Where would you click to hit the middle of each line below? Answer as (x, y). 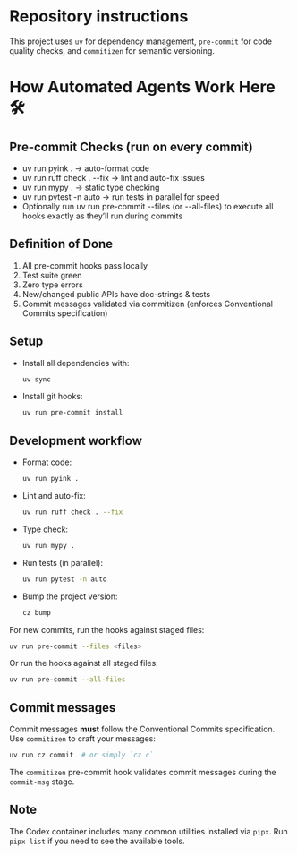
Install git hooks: (52, 397)
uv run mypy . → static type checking (91, 187)
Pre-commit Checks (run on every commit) (131, 146)
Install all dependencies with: (76, 363)
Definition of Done (61, 244)
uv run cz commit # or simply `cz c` (81, 755)
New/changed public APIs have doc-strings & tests (116, 294)
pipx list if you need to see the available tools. (97, 841)
